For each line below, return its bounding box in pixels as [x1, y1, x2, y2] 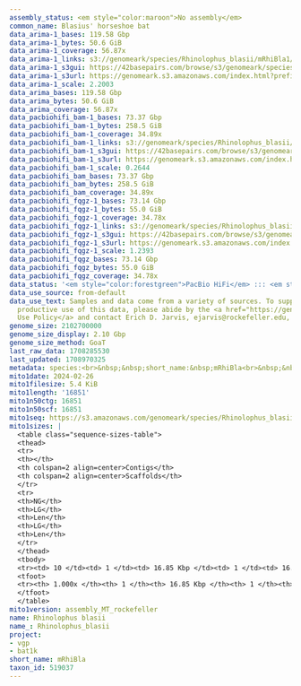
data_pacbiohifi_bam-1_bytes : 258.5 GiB [9, 122, 163, 131]
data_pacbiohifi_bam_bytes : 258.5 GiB [9, 180, 154, 189]
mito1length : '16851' [9, 388, 90, 397]
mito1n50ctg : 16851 [9, 396, 82, 406]
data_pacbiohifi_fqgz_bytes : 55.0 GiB [9, 264, 154, 273]
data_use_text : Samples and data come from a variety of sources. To [9, 297, 275, 306]
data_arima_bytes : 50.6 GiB [9, 96, 115, 106]
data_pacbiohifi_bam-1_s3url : [9, 154, 123, 164]
